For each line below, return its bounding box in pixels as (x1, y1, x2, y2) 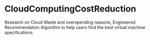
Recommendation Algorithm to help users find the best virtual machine (4, 24, 146, 30)
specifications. (4, 29, 34, 35)
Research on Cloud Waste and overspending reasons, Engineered (4, 19, 136, 25)
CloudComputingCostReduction (4, 3, 136, 14)
